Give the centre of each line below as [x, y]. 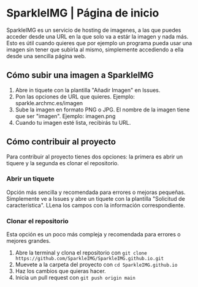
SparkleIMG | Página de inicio [83, 13]
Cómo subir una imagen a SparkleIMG [80, 76]
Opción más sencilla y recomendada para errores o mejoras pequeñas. [96, 192]
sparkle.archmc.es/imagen [49, 103]
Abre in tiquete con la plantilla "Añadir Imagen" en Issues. [88, 90]
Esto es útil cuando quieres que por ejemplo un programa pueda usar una [99, 43]
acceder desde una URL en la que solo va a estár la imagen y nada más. [97, 36]
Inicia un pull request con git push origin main [75, 278]
